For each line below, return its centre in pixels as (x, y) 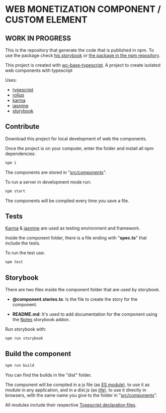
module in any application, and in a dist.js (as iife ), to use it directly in (76, 390)
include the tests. (23, 243)
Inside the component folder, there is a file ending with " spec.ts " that (76, 238)
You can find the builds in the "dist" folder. (48, 375)
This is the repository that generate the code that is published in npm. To (80, 50)
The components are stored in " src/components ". (56, 172)
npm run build (20, 365)
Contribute (22, 126)
